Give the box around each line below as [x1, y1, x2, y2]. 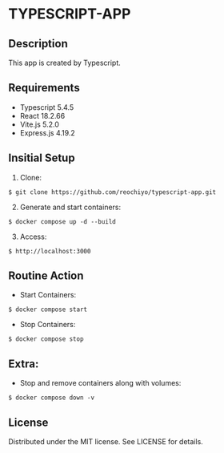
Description [8, 37, 68, 51]
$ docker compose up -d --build [8, 217, 116, 225]
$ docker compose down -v [8, 394, 94, 402]
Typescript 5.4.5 [19, 102, 74, 112]
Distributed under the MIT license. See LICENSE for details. [8, 437, 204, 447]
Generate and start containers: [19, 202, 122, 212]
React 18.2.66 [19, 111, 66, 120]
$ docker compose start [8, 305, 88, 313]
